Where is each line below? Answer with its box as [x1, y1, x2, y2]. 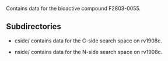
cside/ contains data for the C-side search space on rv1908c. [14, 37, 162, 44]
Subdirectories [6, 21, 61, 31]
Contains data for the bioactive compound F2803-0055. [6, 5, 141, 12]
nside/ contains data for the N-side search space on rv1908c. [14, 48, 163, 55]
